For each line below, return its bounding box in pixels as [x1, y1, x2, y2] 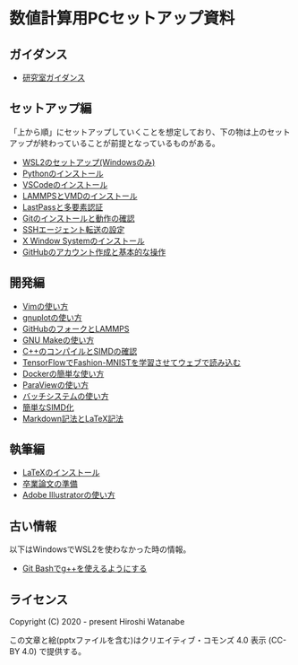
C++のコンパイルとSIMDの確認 [21, 346, 138, 356]
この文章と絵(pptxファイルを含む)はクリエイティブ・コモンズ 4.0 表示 [9, 634, 267, 646]
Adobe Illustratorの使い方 [21, 490, 116, 501]
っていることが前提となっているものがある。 [55, 137, 221, 148]
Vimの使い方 [21, 301, 69, 311]
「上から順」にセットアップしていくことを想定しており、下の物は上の [9, 127, 268, 137]
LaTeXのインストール [21, 468, 100, 478]
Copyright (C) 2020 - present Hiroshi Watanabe [9, 617, 185, 627]
